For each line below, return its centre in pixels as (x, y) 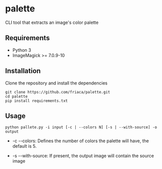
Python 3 (22, 50)
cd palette (16, 96)
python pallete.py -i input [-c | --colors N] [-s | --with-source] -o (81, 127)
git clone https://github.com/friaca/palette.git (58, 92)
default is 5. (24, 146)
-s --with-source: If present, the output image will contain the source (83, 156)
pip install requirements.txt (37, 101)
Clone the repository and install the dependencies (56, 83)
